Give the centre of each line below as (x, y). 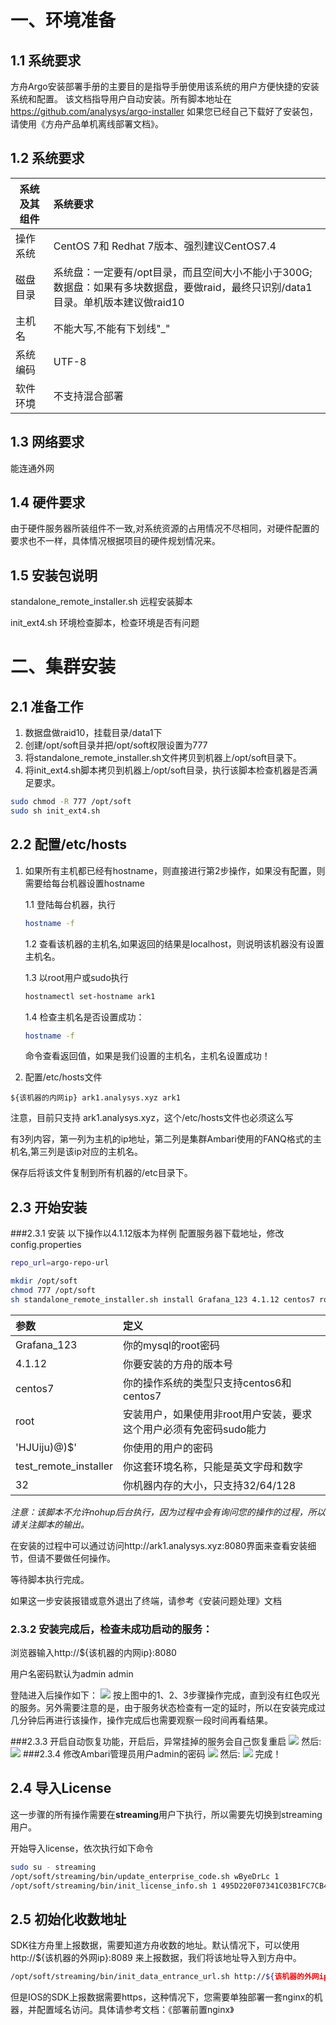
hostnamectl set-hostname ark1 (90, 996)
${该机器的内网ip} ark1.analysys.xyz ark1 (95, 1098)
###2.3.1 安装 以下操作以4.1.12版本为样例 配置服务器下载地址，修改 (147, 1233)
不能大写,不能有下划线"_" (112, 328)
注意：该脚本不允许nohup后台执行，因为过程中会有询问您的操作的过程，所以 (168, 1512)
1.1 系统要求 (46, 60)
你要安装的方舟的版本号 (178, 1364)
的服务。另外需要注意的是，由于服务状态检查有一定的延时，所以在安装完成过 (168, 1708)
